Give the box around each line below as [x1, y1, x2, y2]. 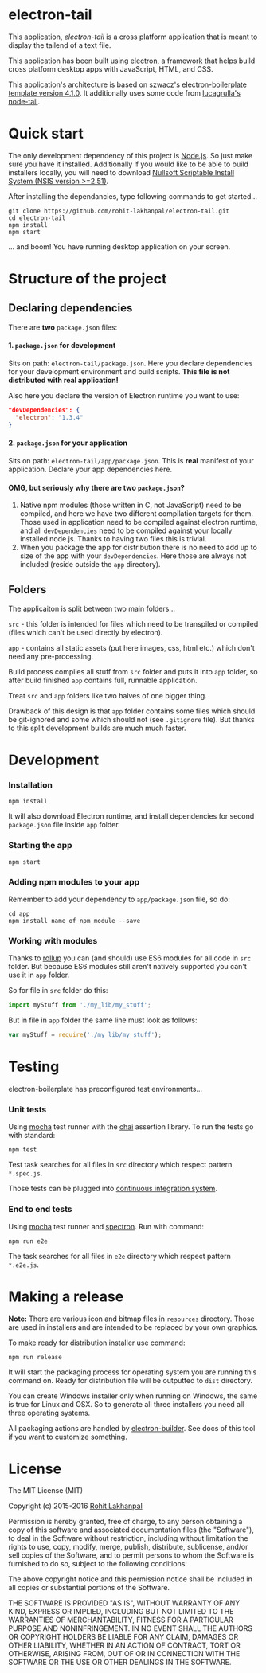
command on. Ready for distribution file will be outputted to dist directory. [8, 1375, 253, 1385]
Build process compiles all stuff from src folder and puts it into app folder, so [8, 666, 258, 676]
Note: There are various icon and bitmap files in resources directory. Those [8, 1314, 255, 1323]
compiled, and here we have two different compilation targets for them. [19, 509, 253, 518]
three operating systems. [8, 1408, 91, 1417]
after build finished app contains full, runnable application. [8, 675, 198, 685]
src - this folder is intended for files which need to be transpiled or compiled [8, 619, 259, 628]
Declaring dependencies [8, 301, 133, 315]
